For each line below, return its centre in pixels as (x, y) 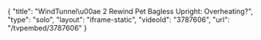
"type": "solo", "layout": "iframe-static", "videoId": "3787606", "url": (119, 20)
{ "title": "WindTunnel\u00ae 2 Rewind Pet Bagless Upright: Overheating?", (130, 11)
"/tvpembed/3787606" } (47, 28)
